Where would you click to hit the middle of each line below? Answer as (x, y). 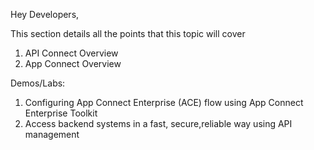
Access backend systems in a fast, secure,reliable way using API (158, 123)
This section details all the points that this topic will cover (128, 33)
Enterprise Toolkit (61, 113)
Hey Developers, (45, 14)
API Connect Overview (71, 53)
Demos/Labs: (38, 83)
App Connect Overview (73, 63)
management (52, 134)
